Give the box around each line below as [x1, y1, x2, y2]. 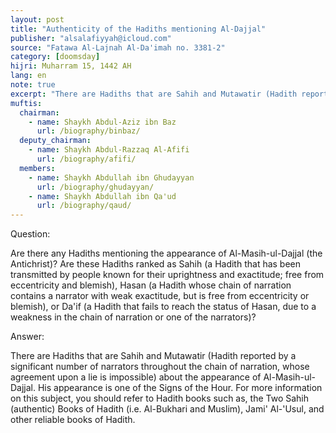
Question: [10, 228, 51, 240]
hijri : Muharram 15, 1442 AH [10, 61, 132, 71]
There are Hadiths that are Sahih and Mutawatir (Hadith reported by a [10, 350, 297, 362]
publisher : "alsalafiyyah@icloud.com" [10, 33, 172, 43]
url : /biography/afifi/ [36, 154, 137, 164]
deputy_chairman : [19, 136, 92, 146]
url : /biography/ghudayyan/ [36, 182, 155, 192]
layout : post [10, 14, 65, 25]
